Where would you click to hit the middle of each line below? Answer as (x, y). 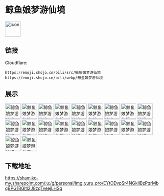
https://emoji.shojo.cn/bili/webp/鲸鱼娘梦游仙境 (54, 78)
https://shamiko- (22, 178)
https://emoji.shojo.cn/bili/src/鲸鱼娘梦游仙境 (53, 72)
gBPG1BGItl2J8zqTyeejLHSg (34, 188)
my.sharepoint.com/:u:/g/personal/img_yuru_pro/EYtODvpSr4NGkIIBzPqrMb (82, 183)
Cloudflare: (16, 63)
